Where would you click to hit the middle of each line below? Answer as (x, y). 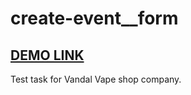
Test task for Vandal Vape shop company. (96, 79)
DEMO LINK (47, 55)
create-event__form (94, 18)
